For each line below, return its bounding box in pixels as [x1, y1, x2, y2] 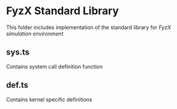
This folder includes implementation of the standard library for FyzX [6, 24, 172, 31]
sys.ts [6, 47, 30, 57]
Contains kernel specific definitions [6, 96, 93, 103]
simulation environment [6, 30, 64, 37]
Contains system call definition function [6, 63, 103, 70]
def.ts [6, 80, 28, 90]
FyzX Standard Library [6, 4, 120, 18]
